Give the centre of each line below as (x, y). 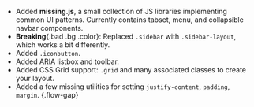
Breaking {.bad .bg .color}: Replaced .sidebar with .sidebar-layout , (126, 36)
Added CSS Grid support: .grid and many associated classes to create (131, 70)
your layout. (35, 78)
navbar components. (49, 28)
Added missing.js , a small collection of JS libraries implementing (121, 11)
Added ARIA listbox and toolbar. (67, 61)
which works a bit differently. (63, 45)
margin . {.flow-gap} (47, 95)
